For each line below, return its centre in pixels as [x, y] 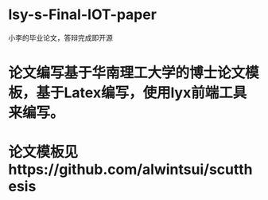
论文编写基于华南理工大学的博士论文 [127, 73]
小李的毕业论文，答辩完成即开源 [60, 37]
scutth [231, 170]
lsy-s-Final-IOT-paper [83, 15]
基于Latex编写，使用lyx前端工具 [142, 93]
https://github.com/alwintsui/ [109, 170]
